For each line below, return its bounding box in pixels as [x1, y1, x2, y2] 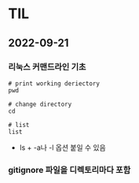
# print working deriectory [8, 80, 101, 88]
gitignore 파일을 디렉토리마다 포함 [8, 164, 131, 175]
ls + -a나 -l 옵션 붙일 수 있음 [19, 143, 106, 152]
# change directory [8, 100, 72, 108]
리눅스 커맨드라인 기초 [8, 61, 86, 72]
